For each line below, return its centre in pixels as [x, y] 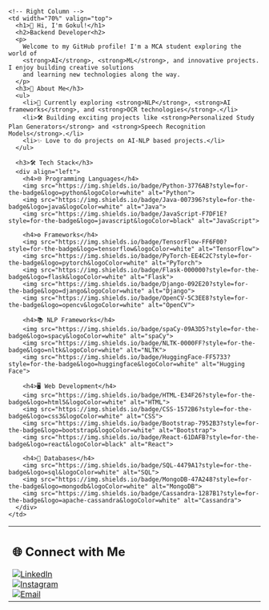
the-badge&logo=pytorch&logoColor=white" [78, 263]
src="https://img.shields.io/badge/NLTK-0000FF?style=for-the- [148, 343]
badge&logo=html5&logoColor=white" [68, 402]
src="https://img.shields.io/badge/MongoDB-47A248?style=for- [146, 479]
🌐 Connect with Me [69, 551]
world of [23, 54]
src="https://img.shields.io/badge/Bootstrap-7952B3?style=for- [150, 423]
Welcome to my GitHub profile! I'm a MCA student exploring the [132, 46]
